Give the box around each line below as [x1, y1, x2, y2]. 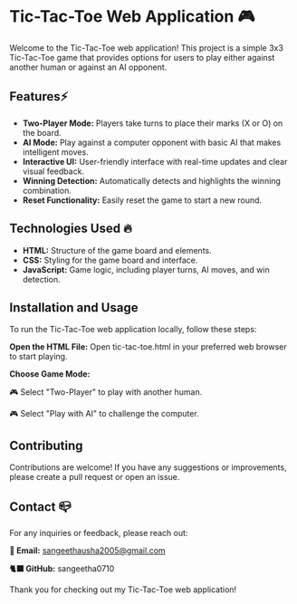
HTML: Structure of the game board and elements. [22, 244, 213, 255]
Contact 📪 [9, 499, 72, 514]
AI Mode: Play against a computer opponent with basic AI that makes [22, 137, 282, 148]
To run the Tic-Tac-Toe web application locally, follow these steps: [9, 324, 257, 335]
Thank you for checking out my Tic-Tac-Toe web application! [9, 584, 237, 595]
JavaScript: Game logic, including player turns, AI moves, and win [22, 264, 270, 275]
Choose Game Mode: [9, 369, 91, 379]
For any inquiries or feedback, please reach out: [9, 528, 188, 538]
